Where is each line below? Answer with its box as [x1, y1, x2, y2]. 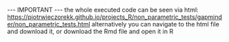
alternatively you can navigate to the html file [92, 20, 219, 28]
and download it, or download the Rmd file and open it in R [7, 27, 174, 35]
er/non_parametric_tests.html [7, 20, 91, 28]
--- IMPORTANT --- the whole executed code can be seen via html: [7, 6, 199, 14]
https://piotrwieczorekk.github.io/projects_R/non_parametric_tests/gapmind [7, 13, 223, 21]
